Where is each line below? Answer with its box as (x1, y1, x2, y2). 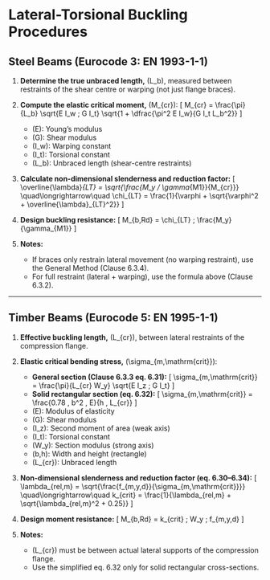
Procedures (8, 22, 88, 41)
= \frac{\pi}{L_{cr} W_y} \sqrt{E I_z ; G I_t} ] (31, 380, 175, 390)
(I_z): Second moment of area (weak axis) (31, 423, 170, 433)
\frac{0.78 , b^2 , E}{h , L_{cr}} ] (31, 398, 138, 407)
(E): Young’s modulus (31, 125, 103, 133)
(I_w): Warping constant (31, 141, 111, 150)
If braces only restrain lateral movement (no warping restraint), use (31, 255, 254, 264)
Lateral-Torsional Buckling (8, 6, 188, 24)
